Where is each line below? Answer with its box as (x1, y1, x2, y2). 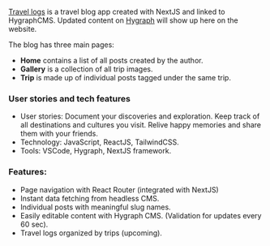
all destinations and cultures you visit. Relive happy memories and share (19, 120, 262, 130)
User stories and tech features (8, 93, 131, 104)
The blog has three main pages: (8, 40, 115, 50)
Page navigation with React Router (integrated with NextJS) (19, 184, 219, 194)
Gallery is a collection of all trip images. (19, 64, 153, 74)
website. (8, 24, 37, 33)
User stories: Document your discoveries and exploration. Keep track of (19, 111, 260, 121)
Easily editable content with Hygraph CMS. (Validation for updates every (19, 210, 262, 220)
